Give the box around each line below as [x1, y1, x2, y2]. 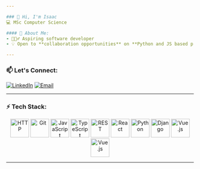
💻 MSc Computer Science [6, 19, 67, 25]
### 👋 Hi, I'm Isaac [6, 14, 58, 20]
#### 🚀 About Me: [6, 30, 49, 36]
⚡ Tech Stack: [6, 103, 47, 111]
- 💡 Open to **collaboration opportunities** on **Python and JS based [6, 41, 188, 47]
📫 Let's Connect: [6, 66, 58, 75]
